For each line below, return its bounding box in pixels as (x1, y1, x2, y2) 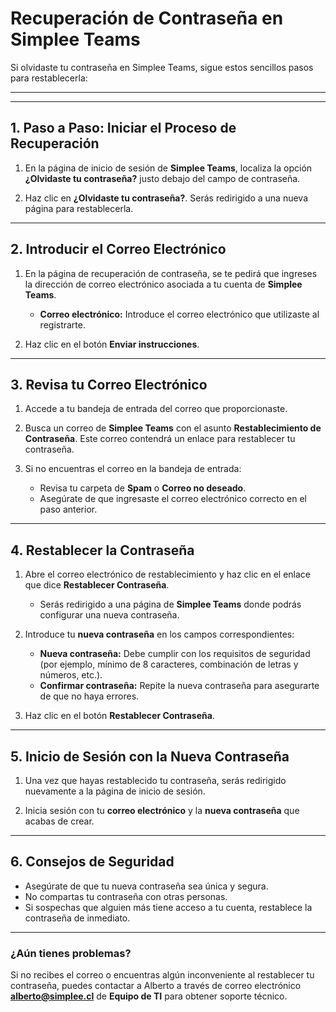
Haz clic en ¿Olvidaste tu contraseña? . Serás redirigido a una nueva (24, 192, 309, 204)
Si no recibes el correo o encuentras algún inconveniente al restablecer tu (10, 969, 315, 981)
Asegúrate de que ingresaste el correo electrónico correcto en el (39, 493, 307, 505)
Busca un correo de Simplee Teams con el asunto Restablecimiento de (24, 422, 322, 434)
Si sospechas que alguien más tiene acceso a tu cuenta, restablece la (24, 901, 313, 913)
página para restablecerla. (24, 202, 134, 214)
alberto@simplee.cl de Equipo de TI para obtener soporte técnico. (10, 990, 288, 1002)
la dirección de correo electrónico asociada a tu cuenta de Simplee (24, 278, 303, 290)
